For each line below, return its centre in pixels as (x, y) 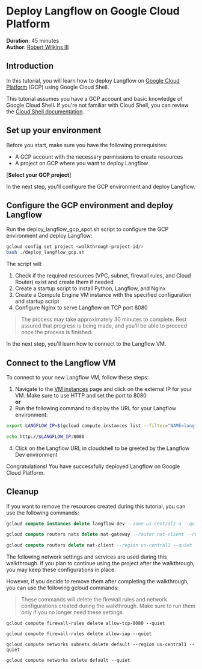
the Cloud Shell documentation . (45, 111)
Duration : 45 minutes (33, 40)
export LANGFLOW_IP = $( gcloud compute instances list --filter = (87, 426)
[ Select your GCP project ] (39, 175)
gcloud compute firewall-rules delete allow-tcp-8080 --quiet (86, 623)
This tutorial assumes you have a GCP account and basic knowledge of (94, 98)
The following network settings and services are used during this (87, 557)
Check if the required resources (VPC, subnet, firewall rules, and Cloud (103, 276)
